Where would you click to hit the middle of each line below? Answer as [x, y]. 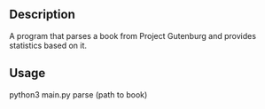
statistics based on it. [48, 45]
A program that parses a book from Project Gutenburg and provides [133, 35]
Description [42, 15]
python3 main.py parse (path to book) [78, 94]
